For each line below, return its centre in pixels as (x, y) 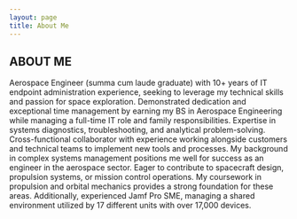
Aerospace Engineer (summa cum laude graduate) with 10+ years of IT (138, 83)
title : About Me (39, 26)
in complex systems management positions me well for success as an (137, 158)
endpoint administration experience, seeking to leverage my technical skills (146, 92)
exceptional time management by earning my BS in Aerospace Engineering (146, 111)
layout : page (33, 17)
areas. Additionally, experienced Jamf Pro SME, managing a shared (132, 196)
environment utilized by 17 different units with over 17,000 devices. (130, 206)
